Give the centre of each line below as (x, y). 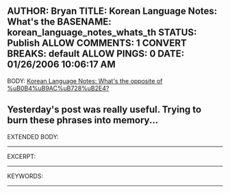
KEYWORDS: (25, 176)
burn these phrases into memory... (83, 120)
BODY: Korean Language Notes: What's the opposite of (85, 80)
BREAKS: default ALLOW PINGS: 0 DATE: (96, 54)
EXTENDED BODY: (33, 136)
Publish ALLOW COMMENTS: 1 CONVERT (97, 43)
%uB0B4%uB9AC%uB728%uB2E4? (58, 88)
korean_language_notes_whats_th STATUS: (102, 32)
